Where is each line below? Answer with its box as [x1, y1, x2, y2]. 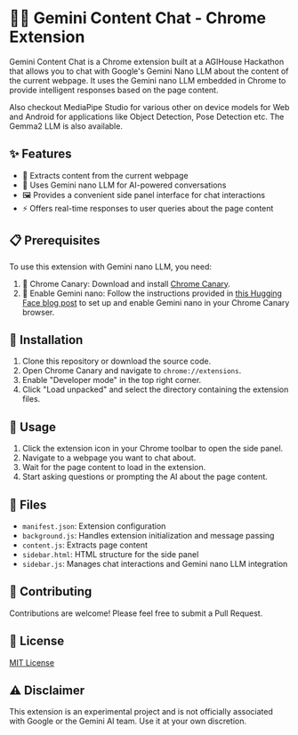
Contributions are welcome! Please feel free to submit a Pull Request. [9, 608, 263, 619]
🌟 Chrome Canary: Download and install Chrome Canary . [21, 278, 231, 289]
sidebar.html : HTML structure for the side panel [21, 549, 199, 559]
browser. [21, 307, 55, 317]
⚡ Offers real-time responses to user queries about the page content [21, 203, 274, 213]
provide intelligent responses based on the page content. [9, 84, 219, 95]
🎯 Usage [9, 419, 56, 435]
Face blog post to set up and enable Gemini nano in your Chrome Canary [21, 297, 290, 308]
